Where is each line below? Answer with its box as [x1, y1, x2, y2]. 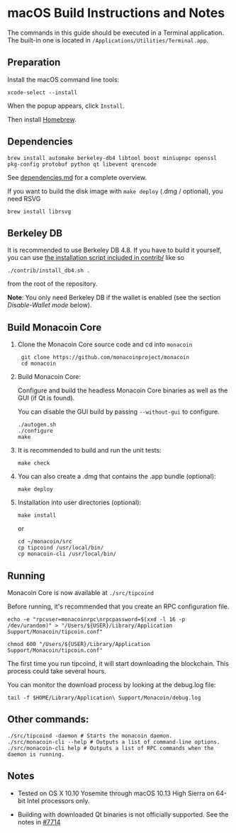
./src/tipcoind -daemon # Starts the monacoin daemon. [7, 732, 173, 739]
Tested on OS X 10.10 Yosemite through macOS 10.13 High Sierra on [17, 788, 215, 798]
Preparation [7, 57, 61, 69]
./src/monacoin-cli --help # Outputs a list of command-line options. [7, 738, 220, 745]
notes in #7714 [17, 817, 61, 826]
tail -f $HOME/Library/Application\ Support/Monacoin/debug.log [7, 694, 201, 701]
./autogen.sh [17, 421, 57, 429]
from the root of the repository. [7, 280, 98, 288]
